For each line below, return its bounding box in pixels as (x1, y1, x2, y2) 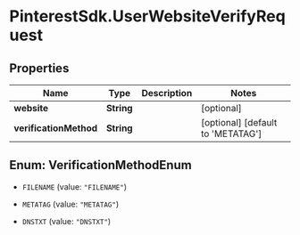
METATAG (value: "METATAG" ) (21, 199, 119, 209)
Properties (9, 61, 70, 76)
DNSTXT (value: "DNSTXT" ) (21, 215, 112, 226)
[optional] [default (200, 117, 278, 128)
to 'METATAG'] (200, 127, 262, 140)
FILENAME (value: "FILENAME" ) (21, 181, 128, 192)
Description (141, 87, 193, 99)
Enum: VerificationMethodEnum (9, 158, 192, 173)
